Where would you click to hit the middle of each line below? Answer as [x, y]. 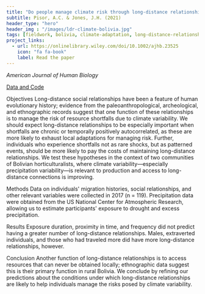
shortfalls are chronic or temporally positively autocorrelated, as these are [99, 131]
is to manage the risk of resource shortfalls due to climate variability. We [97, 118]
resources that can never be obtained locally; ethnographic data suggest [98, 265]
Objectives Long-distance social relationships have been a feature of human [102, 99]
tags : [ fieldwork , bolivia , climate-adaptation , [69, 35]
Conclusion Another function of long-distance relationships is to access [96, 258]
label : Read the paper [46, 58]
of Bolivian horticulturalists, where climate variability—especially [87, 164]
